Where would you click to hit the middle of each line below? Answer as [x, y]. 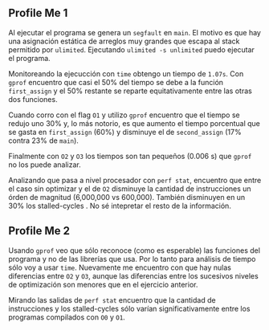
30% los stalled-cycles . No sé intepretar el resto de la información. [120, 206]
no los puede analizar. [45, 165]
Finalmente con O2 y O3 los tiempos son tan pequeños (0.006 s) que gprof [130, 156]
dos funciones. [33, 99]
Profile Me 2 [39, 231]
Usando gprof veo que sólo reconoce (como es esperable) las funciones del [134, 250]
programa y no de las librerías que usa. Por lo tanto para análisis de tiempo [132, 259]
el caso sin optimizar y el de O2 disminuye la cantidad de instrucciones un [130, 189]
